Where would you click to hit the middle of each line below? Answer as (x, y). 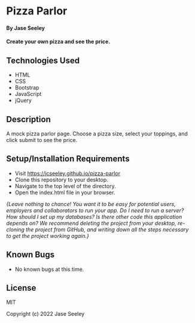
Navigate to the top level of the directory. (65, 186)
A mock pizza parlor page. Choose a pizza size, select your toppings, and (97, 134)
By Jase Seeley (25, 28)
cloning (16, 230)
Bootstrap (27, 87)
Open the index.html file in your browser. (65, 192)
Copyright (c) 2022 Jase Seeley (45, 314)
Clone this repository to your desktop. (62, 179)
